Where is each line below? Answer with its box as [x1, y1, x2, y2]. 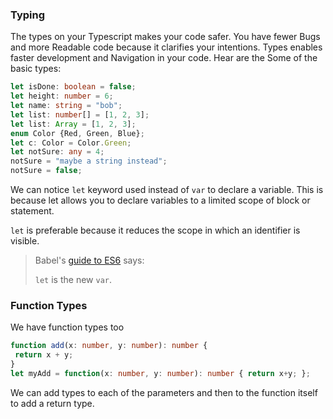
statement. [10, 205, 55, 217]
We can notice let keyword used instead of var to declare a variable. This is [10, 184, 324, 196]
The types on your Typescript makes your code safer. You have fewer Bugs [10, 31, 321, 43]
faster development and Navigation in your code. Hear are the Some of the [10, 52, 318, 64]
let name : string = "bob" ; [10, 101, 123, 111]
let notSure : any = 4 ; [10, 147, 105, 157]
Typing [10, 8, 46, 22]
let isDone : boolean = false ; [10, 82, 137, 92]
